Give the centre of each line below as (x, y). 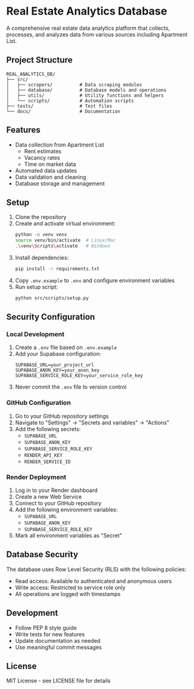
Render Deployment (36, 477)
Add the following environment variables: (66, 510)
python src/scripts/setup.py (52, 298)
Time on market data (50, 164)
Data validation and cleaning (51, 177)
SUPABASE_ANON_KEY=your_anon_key (57, 370)
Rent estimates (43, 151)
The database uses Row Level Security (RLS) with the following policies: (96, 569)
